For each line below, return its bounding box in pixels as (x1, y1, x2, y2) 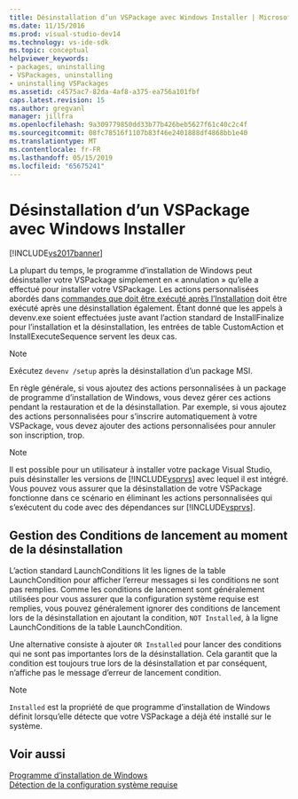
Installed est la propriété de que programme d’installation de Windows (9, 702, 271, 713)
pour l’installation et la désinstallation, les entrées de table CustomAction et (9, 321, 284, 333)
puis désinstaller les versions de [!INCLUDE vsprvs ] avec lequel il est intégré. (9, 474, 289, 485)
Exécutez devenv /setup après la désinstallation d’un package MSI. (9, 366, 253, 376)
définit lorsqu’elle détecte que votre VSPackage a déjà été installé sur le (9, 711, 272, 722)
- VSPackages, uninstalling (9, 71, 114, 80)
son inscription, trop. (9, 430, 85, 440)
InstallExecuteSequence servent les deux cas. (9, 331, 177, 342)
